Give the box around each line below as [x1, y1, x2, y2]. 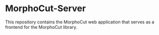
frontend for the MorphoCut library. [5, 24, 78, 30]
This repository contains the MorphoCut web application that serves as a [5, 19, 155, 25]
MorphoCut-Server [5, 3, 86, 14]
